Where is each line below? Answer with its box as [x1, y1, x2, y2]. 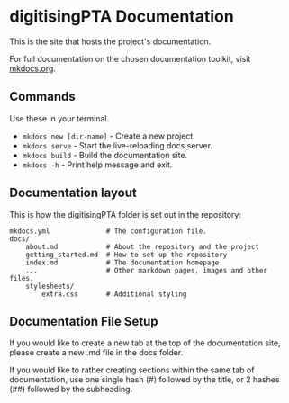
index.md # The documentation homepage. [25, 258, 223, 267]
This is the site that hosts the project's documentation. [9, 36, 212, 47]
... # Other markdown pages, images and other [25, 265, 268, 275]
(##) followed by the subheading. [9, 384, 133, 395]
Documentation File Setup [9, 313, 158, 329]
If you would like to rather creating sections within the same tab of [9, 364, 255, 375]
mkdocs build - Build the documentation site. [22, 149, 188, 160]
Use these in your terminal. [9, 112, 110, 123]
